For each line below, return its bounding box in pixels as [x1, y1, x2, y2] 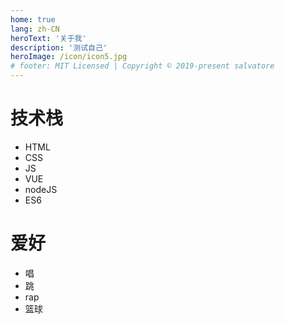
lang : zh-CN [10, 24, 60, 34]
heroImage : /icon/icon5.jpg [10, 52, 128, 62]
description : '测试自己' [10, 42, 108, 53]
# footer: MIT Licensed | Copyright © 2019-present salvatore [10, 61, 275, 71]
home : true [10, 14, 56, 25]
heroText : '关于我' [10, 33, 87, 43]
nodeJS [24, 183, 58, 195]
